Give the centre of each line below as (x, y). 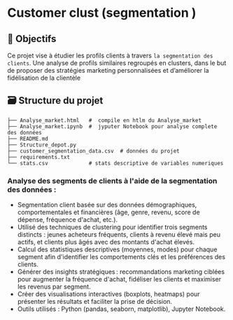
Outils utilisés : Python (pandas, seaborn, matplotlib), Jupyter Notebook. (121, 309)
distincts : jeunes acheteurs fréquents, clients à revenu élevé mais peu (119, 235)
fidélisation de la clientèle (44, 78)
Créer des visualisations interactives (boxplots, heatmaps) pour (109, 294)
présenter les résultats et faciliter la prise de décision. (95, 302)
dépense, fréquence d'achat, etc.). (67, 220)
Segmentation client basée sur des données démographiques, (107, 205)
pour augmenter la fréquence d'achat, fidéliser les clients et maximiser (119, 279)
